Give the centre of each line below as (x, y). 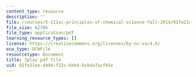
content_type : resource (35, 11)
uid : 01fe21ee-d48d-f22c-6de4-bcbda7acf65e (60, 65)
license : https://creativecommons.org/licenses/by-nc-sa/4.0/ (83, 44)
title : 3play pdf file (34, 60)
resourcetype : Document (35, 54)
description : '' (26, 17)
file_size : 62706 (27, 27)
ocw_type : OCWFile (28, 49)
